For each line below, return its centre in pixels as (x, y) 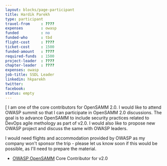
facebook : (15, 88)
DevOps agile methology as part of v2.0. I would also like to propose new (80, 123)
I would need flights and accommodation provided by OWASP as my (75, 138)
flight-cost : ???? (30, 42)
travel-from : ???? (30, 24)
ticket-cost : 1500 (30, 47)
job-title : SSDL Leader (30, 75)
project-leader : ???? (30, 61)
